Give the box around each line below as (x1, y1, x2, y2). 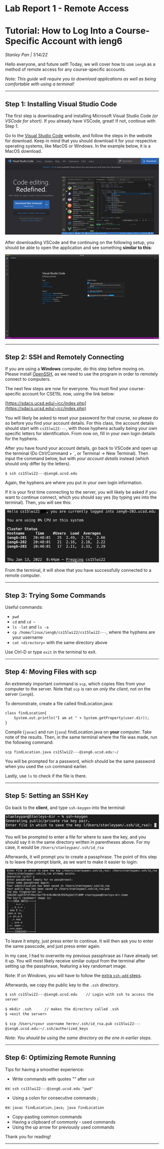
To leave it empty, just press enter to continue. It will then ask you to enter (5, 938, 154, 944)
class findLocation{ (5, 710, 47, 715)
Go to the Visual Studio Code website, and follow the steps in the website (5, 132, 153, 138)
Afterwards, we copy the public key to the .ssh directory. (5, 982, 120, 988)
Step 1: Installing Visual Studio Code (5, 100, 117, 108)
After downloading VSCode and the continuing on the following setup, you (5, 240, 155, 246)
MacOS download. (5, 148, 42, 154)
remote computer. (5, 572, 41, 579)
